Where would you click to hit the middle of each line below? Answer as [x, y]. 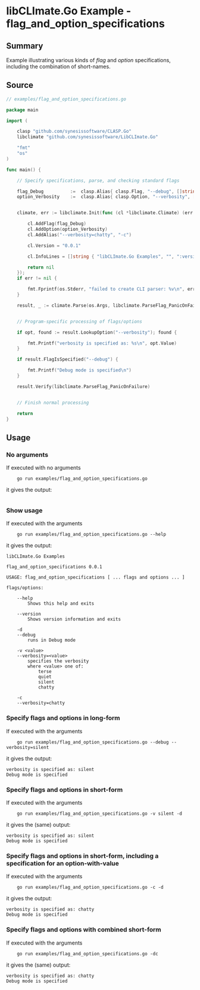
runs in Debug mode [52, 640]
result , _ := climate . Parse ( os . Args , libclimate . [80, 305]
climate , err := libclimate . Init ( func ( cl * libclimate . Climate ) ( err [105, 213]
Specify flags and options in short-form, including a [82, 855]
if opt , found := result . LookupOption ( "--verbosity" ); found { [97, 332]
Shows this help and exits [61, 604]
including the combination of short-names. [59, 66]
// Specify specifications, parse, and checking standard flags [98, 181]
